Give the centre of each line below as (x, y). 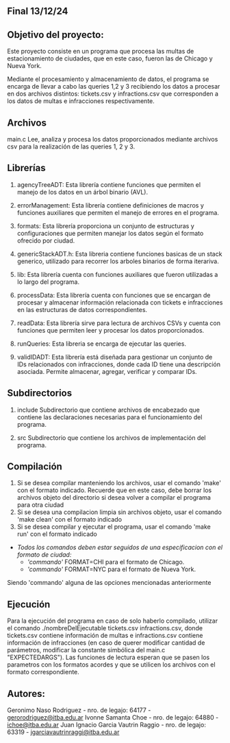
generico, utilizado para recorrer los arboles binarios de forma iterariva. (118, 261)
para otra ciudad (40, 505)
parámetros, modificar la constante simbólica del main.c (86, 650)
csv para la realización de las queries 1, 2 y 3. (71, 146)
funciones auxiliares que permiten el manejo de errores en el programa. (118, 212)
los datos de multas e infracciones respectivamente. (81, 101)
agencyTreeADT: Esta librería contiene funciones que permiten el (108, 184)
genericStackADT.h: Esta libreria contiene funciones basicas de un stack (119, 254)
